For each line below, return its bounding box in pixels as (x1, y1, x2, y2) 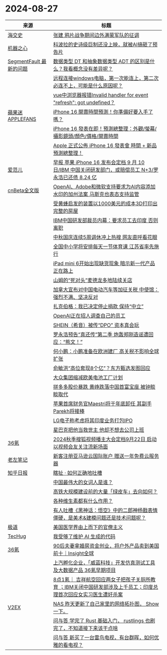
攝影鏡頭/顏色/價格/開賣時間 (53, 133, 118, 140)
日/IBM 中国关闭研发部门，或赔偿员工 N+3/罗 (53, 166, 159, 173)
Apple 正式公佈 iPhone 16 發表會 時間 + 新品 (53, 142, 157, 149)
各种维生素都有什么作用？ (53, 497, 113, 504)
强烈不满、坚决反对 (53, 293, 98, 300)
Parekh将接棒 (53, 408, 85, 415)
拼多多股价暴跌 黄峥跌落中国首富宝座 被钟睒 (53, 383, 156, 390)
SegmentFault (7, 58, 41, 65)
